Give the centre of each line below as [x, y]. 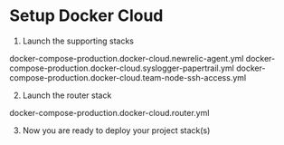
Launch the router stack [67, 95]
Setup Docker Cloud [86, 16]
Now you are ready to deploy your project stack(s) [116, 130]
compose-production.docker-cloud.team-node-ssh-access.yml [128, 77]
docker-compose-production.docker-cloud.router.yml [109, 112]
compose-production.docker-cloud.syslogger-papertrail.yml [122, 68]
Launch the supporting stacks [78, 41]
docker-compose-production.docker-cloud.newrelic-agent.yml [127, 58]
